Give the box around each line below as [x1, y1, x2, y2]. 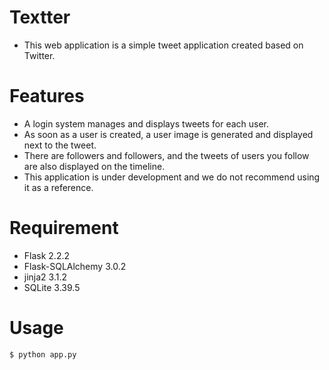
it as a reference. [23, 181, 94, 193]
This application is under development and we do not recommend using [23, 171, 321, 183]
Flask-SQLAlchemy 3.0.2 [23, 260, 127, 272]
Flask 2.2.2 [23, 249, 71, 261]
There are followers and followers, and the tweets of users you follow [23, 149, 310, 161]
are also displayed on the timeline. [23, 160, 166, 172]
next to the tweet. [23, 139, 97, 151]
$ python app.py [9, 349, 77, 360]
